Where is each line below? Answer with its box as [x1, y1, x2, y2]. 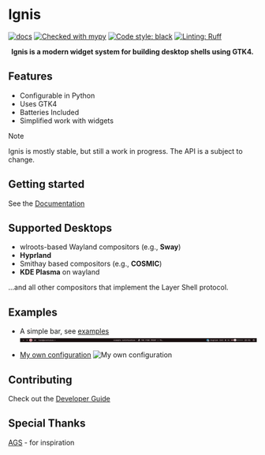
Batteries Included [19, 107, 80, 117]
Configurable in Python [19, 91, 95, 100]
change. [8, 155, 35, 164]
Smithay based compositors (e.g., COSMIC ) [19, 259, 162, 269]
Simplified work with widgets [19, 116, 114, 125]
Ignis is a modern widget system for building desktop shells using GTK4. [11, 47, 254, 56]
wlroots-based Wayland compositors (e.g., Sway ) [19, 242, 181, 252]
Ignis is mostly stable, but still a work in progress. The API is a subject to [8, 146, 243, 155]
